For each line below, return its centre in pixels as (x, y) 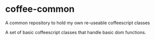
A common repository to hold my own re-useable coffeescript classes (77, 23)
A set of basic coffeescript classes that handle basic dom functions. (76, 32)
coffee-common (40, 9)
